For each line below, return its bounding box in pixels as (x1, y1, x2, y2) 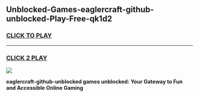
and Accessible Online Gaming (6, 84, 84, 91)
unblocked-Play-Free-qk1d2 (6, 14, 113, 24)
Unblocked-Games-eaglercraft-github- (6, 5, 154, 15)
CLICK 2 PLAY (6, 53, 47, 62)
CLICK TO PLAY (6, 32, 52, 40)
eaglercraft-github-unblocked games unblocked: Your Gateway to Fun (6, 78, 183, 85)
